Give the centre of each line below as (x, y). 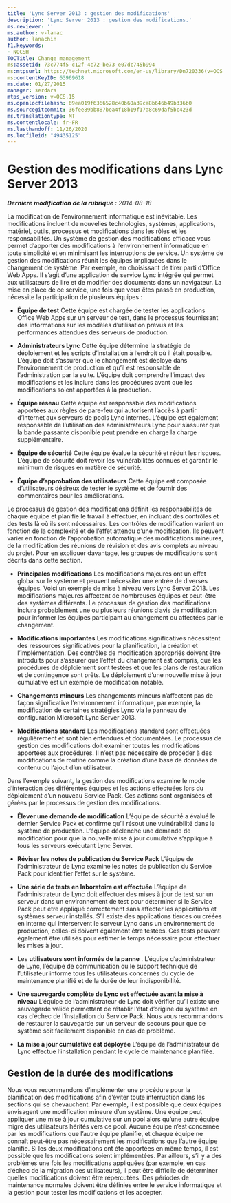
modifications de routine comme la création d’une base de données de (117, 760)
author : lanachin (32, 39)
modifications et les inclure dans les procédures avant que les (105, 383)
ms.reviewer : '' (30, 26)
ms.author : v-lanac (35, 33)
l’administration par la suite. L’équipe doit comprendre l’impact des (111, 375)
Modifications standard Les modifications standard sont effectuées (113, 731)
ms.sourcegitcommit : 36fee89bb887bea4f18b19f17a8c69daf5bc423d (100, 110)
